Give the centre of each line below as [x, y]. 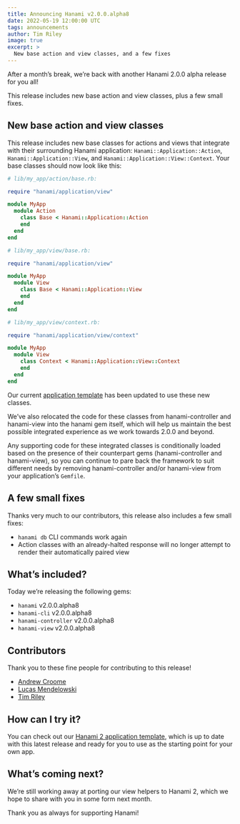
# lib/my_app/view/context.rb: [54, 322]
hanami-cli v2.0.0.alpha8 [55, 613]
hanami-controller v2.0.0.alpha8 [66, 620]
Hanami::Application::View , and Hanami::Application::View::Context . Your [119, 158]
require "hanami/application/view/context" [73, 335]
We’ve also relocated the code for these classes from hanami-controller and [119, 416]
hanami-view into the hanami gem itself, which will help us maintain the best [119, 424]
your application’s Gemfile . [46, 476]
